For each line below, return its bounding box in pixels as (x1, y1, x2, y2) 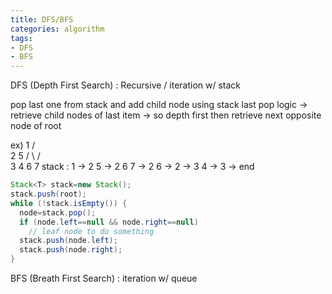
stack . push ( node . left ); (19, 236, 118, 246)
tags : (10, 33, 33, 43)
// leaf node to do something (28, 226, 155, 236)
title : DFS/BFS (10, 14, 74, 25)
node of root (10, 120, 62, 132)
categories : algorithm (10, 24, 105, 34)
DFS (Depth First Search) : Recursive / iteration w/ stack (10, 79, 242, 91)
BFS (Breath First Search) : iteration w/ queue (10, 272, 198, 284)
